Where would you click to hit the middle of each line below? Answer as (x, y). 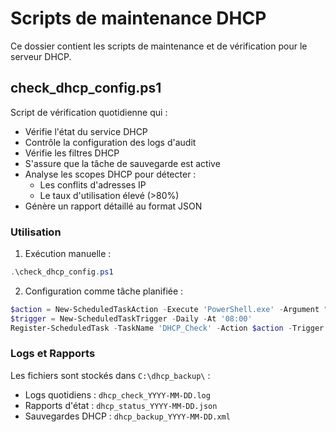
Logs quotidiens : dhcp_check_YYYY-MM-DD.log (117, 394)
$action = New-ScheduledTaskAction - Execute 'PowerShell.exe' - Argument (165, 309)
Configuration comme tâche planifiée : (104, 291)
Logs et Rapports (53, 354)
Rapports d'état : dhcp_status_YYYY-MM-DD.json (121, 405)
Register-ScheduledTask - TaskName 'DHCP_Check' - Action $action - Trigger (167, 328)
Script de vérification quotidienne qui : (89, 112)
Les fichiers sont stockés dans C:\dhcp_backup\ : (110, 375)
